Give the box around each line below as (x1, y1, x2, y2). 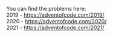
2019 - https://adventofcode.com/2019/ (6, 11, 105, 18)
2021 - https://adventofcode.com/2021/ (6, 24, 105, 31)
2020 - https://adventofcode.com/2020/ (6, 18, 107, 24)
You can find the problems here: (6, 5, 86, 12)
